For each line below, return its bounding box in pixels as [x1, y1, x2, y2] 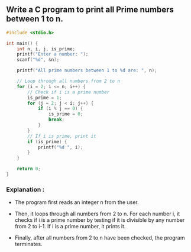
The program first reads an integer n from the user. [14, 199, 139, 206]
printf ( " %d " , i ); [37, 144, 83, 150]
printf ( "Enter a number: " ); [17, 51, 89, 57]
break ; [48, 117, 65, 123]
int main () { [6, 40, 38, 46]
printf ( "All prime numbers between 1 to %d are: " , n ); [17, 67, 158, 73]
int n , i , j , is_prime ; [17, 46, 76, 52]
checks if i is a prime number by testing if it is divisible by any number [14, 217, 185, 224]
